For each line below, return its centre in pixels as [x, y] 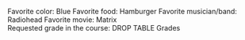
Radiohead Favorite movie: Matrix [62, 20]
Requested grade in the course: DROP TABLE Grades [94, 28]
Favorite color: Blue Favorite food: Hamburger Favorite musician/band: [122, 11]
